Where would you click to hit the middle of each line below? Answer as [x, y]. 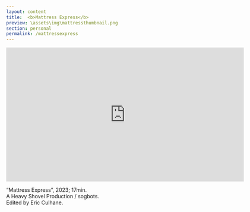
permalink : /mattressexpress [42, 34]
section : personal [29, 28]
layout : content [26, 12]
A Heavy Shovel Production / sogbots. [53, 197]
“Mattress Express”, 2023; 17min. [47, 190]
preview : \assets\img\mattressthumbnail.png [62, 23]
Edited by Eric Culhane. [35, 202]
